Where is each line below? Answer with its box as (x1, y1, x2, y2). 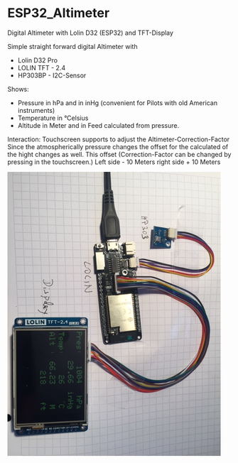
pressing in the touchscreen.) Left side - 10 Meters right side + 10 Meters (7, 158, 221, 166)
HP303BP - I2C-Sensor (17, 71, 87, 80)
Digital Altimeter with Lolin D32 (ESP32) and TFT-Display (7, 28, 174, 37)
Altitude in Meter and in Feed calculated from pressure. (17, 121, 180, 129)
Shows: (7, 85, 30, 93)
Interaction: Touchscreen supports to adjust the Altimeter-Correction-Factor (7, 135, 230, 143)
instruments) (17, 106, 55, 114)
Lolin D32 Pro (17, 55, 58, 65)
